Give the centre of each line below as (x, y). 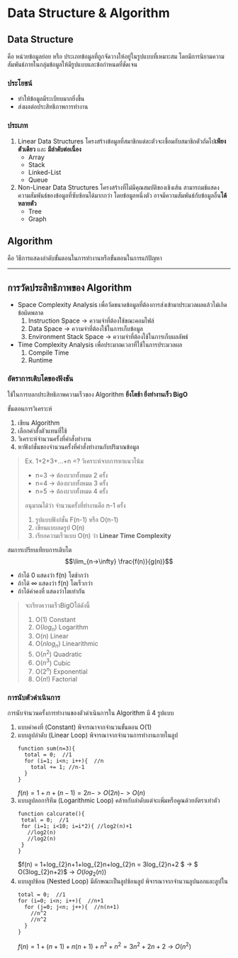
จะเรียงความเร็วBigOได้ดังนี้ (57, 605)
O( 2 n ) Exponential (61, 671)
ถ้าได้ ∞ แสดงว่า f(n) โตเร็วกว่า (55, 583)
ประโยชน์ (20, 83)
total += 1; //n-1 (58, 768)
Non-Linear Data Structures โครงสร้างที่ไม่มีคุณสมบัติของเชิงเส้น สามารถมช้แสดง (118, 187)
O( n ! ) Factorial (56, 679)
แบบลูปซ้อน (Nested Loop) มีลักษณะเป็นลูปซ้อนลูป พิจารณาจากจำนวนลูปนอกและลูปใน (123, 881)
